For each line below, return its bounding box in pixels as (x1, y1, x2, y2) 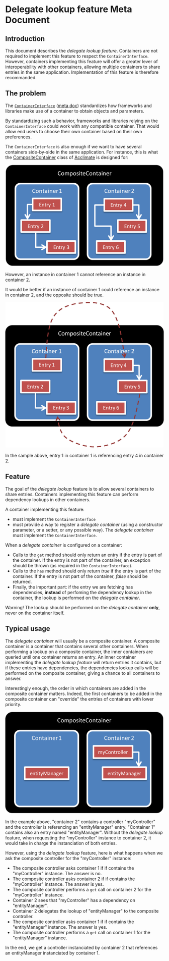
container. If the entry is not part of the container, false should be (12, 573, 148, 579)
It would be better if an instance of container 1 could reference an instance (5, 287, 160, 293)
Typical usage (5, 624, 50, 633)
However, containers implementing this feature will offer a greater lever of (5, 59, 158, 64)
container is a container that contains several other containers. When (5, 643, 148, 649)
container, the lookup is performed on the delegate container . (12, 595, 141, 601)
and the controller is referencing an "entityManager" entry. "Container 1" (5, 824, 155, 830)
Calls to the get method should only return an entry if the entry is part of (12, 552, 162, 558)
